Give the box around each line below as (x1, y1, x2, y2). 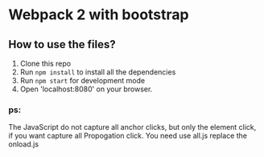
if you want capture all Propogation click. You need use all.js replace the (8, 131, 248, 141)
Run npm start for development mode (19, 76, 146, 85)
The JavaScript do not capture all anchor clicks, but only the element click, (8, 123, 257, 132)
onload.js (8, 139, 39, 149)
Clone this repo (19, 58, 71, 68)
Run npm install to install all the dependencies (19, 67, 176, 77)
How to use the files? (8, 38, 116, 51)
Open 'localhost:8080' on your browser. (19, 84, 153, 94)
